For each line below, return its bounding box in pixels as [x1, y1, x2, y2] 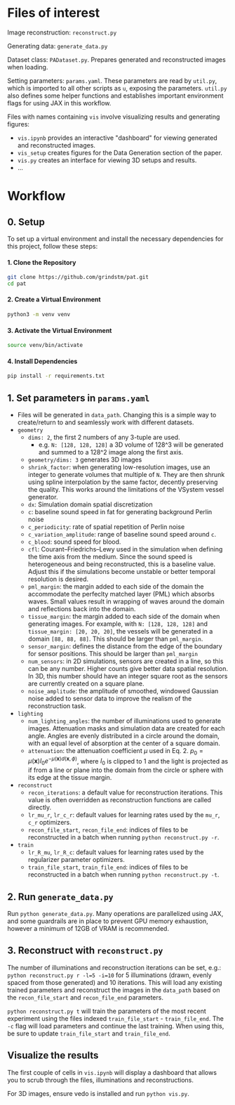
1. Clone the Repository [7, 258, 76, 266]
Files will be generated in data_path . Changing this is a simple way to [17, 410, 217, 419]
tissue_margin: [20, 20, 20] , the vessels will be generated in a [27, 627, 213, 635]
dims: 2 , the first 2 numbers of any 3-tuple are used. [27, 433, 180, 441]
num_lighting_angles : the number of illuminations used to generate [27, 717, 222, 725]
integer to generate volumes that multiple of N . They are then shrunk [27, 470, 225, 478]
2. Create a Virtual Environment [7, 295, 101, 303]
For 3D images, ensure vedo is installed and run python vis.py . [7, 1089, 189, 1097]
